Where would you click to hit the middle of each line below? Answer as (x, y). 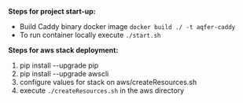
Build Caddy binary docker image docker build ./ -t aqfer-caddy (127, 26)
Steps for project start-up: (52, 11)
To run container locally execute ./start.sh (90, 35)
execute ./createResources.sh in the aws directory (102, 90)
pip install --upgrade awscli (64, 74)
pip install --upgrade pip (59, 65)
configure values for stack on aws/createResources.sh (108, 82)
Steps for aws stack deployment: (63, 50)
